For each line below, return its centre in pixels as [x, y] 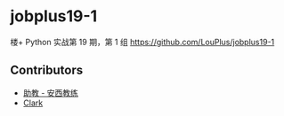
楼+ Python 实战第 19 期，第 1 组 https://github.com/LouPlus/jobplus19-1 [142, 42]
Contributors [47, 70]
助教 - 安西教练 [51, 93]
